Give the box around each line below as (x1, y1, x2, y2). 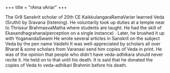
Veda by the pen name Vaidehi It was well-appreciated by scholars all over (5, 41, 161, 47)
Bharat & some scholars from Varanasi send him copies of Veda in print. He (5, 46, 162, 52)
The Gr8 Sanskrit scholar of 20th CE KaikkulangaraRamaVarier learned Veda (5, 14, 164, 20)
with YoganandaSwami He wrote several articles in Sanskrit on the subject (5, 35, 160, 41)
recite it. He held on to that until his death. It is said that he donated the (5, 57, 153, 62)
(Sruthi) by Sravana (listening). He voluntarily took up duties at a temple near (5, 20, 165, 25)
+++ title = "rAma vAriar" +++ (5, 5, 67, 10)
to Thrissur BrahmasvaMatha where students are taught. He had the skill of (5, 25, 162, 31)
